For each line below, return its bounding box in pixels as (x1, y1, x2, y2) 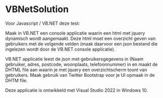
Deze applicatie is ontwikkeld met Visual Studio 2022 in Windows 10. (5, 87, 148, 93)
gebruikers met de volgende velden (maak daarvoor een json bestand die (5, 40, 158, 46)
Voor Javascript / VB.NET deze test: (5, 20, 80, 26)
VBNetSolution (5, 4, 69, 15)
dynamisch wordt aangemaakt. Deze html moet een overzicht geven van (5, 35, 156, 41)
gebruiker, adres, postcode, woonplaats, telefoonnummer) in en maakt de (5, 61, 158, 67)
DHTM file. (5, 77, 28, 83)
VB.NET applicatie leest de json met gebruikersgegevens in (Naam (5, 56, 144, 62)
